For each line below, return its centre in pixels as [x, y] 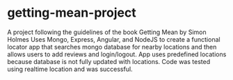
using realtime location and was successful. [70, 69]
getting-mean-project [72, 13]
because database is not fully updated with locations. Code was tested [109, 61]
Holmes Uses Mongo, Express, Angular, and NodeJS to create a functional [114, 39]
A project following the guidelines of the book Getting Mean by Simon [107, 32]
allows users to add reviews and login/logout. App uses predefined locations [117, 54]
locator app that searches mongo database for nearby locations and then [112, 47]
